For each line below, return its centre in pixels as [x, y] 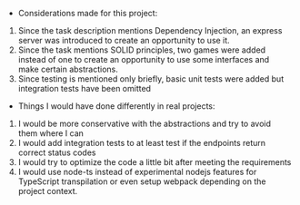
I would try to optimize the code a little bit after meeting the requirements [155, 162]
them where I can [51, 133]
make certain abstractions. [68, 69]
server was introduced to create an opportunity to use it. [124, 40]
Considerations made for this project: [88, 13]
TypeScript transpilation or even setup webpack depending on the [142, 181]
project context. [48, 191]
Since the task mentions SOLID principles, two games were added [142, 50]
